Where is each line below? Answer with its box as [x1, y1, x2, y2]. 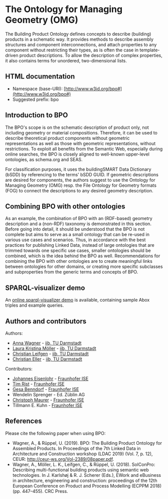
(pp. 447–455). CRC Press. [12, 488, 69, 494]
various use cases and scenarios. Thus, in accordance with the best [5, 237, 146, 243]
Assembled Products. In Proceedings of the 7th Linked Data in [12, 445, 141, 451]
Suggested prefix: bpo [12, 96, 59, 102]
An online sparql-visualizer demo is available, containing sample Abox [5, 297, 150, 303]
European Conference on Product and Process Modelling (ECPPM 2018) [12, 482, 162, 489]
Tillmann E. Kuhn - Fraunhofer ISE [12, 402, 83, 408]
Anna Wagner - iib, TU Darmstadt [12, 340, 82, 346]
